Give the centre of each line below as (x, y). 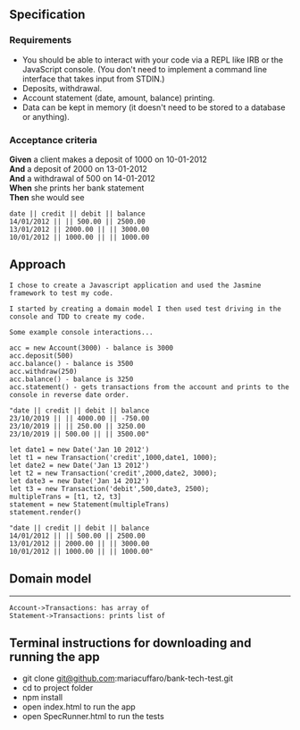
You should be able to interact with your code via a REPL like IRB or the (153, 59)
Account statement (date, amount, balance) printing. (118, 98)
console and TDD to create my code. (77, 317)
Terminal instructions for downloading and (130, 643)
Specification (47, 15)
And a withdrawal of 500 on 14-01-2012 (83, 178)
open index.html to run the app (79, 707)
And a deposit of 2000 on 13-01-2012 (78, 168)
